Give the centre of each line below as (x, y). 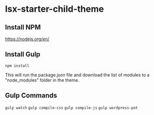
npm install (17, 66)
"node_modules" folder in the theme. (42, 80)
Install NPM (23, 27)
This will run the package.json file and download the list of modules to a (77, 75)
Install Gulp (23, 54)
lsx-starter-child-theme (55, 9)
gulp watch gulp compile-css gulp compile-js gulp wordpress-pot (72, 108)
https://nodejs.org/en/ (27, 39)
